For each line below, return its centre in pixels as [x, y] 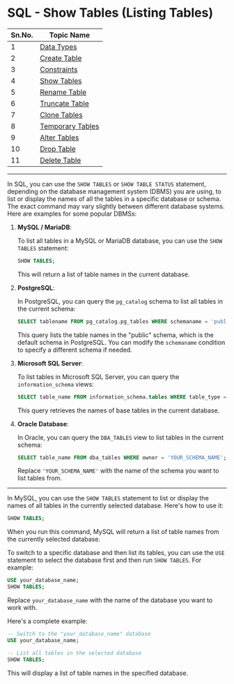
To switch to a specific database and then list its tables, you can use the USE [116, 553]
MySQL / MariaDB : [44, 227]
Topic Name [70, 35]
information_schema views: [55, 384]
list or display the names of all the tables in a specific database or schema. [114, 199]
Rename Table [63, 92]
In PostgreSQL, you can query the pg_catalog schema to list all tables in [120, 301]
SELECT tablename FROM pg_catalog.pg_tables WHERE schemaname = [112, 321]
